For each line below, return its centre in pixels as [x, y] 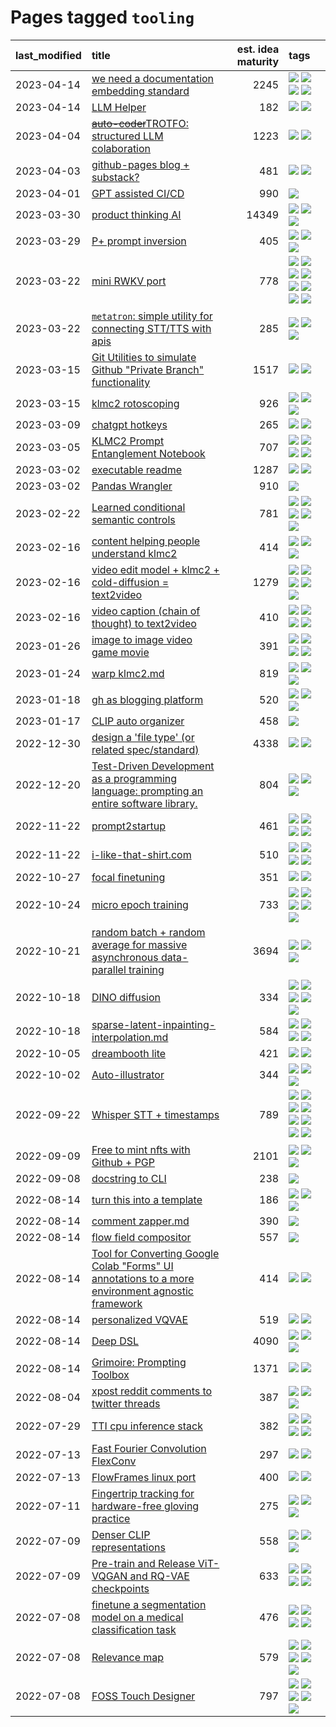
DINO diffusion [126, 997]
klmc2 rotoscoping [135, 403]
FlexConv [114, 1461]
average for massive [139, 944]
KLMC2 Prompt [128, 441]
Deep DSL [115, 1341]
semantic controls [133, 519]
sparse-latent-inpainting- [154, 1024]
